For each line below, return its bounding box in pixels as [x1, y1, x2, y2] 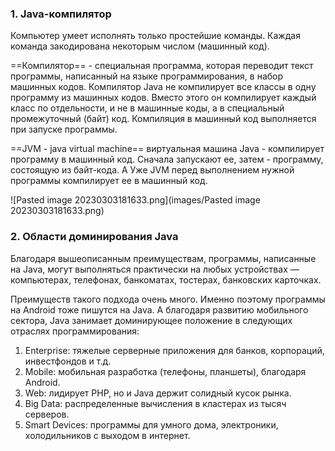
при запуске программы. [10, 123, 118, 136]
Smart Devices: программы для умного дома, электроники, [24, 418, 279, 431]
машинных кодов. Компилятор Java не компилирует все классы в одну [10, 81, 317, 93]
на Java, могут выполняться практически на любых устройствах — [10, 263, 300, 275]
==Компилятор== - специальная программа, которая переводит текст [10, 60, 314, 72]
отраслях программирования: [10, 325, 140, 337]
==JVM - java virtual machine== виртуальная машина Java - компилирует [10, 143, 325, 155]
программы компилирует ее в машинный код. [10, 175, 208, 187]
